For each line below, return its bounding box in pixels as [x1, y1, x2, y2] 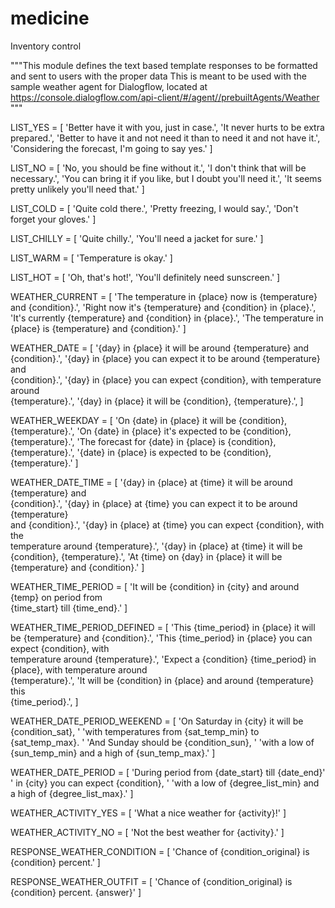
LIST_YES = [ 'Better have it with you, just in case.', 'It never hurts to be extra [10, 121, 325, 133]
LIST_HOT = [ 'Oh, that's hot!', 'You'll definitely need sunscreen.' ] [10, 271, 281, 283]
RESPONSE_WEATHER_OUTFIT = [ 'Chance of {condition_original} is [10, 875, 293, 887]
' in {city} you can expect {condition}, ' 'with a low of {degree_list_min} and [10, 777, 320, 789]
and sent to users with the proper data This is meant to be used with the [10, 70, 308, 82]
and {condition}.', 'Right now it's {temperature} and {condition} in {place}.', [10, 301, 317, 313]
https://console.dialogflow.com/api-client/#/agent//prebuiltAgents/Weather [10, 91, 320, 103]
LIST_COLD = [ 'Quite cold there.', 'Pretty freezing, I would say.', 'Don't [10, 202, 299, 214]
